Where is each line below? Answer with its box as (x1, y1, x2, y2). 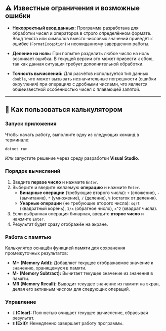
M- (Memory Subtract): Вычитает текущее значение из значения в (12, 270, 153, 276)
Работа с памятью (5, 233, 52, 240)
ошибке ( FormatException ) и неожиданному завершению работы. (12, 41, 150, 47)
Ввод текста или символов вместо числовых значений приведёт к (12, 35, 153, 41)
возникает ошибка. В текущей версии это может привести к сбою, (12, 56, 154, 62)
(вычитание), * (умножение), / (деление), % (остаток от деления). (19, 195, 157, 200)
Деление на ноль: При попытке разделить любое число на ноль (12, 50, 150, 56)
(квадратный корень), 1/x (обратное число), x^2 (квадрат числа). (19, 205, 158, 211)
